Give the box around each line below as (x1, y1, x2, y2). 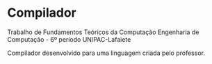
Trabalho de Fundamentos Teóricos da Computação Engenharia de (7, 28, 199, 36)
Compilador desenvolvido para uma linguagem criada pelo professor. (7, 49, 205, 57)
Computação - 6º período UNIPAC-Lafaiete (7, 35, 131, 43)
